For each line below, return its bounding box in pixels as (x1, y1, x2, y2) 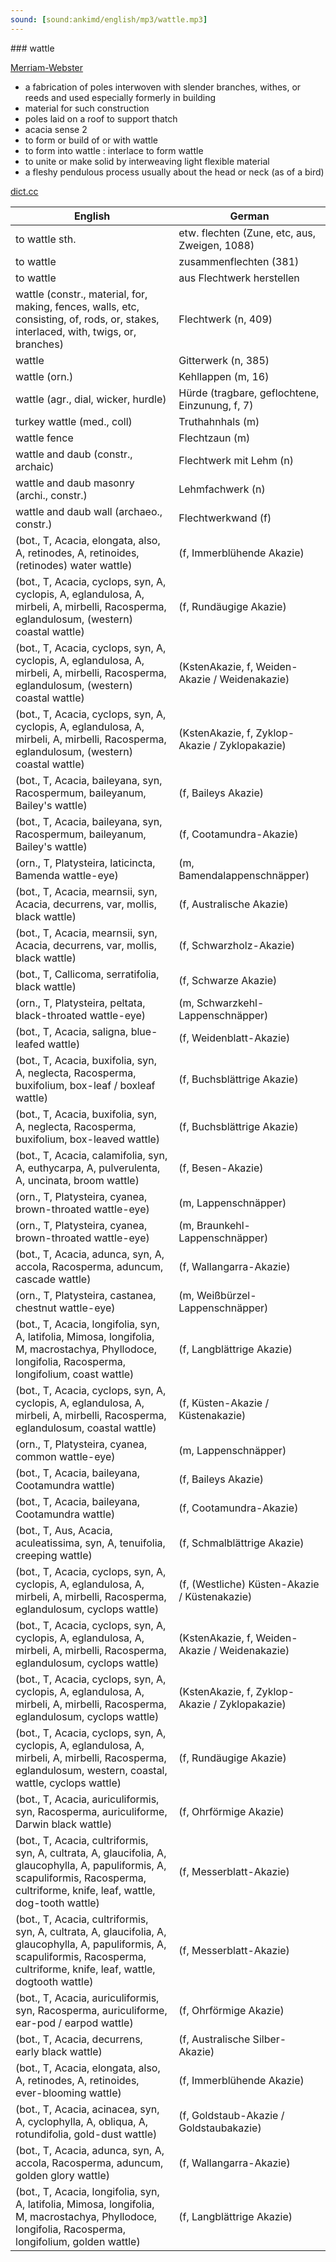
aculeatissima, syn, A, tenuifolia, (15, 1536, 166, 1550)
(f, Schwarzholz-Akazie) (178, 938, 296, 952)
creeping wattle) (15, 1548, 93, 1562)
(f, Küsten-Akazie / (178, 1396, 270, 1410)
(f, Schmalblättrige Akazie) (178, 1536, 305, 1550)
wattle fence (15, 431, 74, 445)
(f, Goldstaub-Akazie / (178, 2108, 285, 2122)
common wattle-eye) (15, 1449, 116, 1463)
